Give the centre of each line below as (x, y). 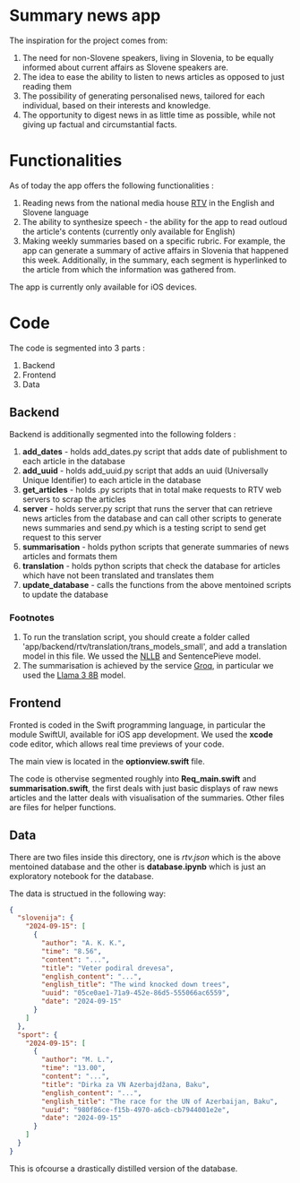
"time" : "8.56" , (72, 951)
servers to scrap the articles (74, 499)
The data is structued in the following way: (88, 894)
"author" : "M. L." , (78, 1060)
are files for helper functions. (63, 807)
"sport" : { (38, 1035)
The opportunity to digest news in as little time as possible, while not (149, 115)
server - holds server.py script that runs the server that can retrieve (147, 508)
